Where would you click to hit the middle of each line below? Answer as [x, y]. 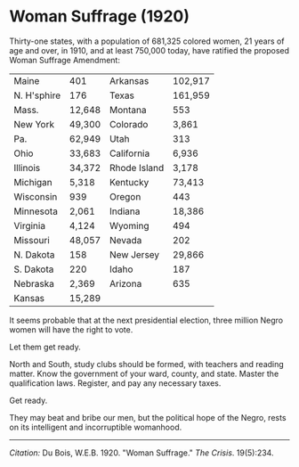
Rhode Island [137, 168]
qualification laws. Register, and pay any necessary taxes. [115, 383]
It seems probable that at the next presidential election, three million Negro [146, 320]
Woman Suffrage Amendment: [65, 60]
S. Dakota [34, 269]
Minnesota [36, 211]
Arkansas [129, 80]
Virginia [30, 225]
